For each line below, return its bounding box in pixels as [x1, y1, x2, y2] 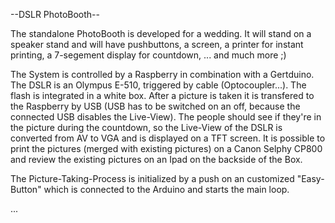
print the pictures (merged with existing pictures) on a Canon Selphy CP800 [10, 143, 323, 154]
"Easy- [296, 173, 325, 184]
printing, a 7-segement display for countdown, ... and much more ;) [10, 49, 287, 61]
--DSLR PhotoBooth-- [10, 9, 100, 20]
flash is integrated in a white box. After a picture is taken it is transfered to [10, 90, 315, 101]
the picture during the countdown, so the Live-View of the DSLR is [10, 122, 283, 133]
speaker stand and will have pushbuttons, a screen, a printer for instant [10, 39, 304, 50]
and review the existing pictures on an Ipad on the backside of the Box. [10, 154, 303, 165]
